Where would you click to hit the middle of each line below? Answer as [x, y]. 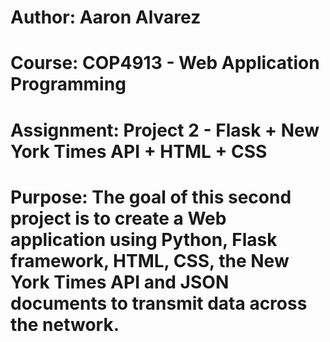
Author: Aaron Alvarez [106, 17]
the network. [65, 324]
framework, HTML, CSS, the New [150, 260]
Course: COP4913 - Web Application [165, 63]
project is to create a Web [118, 218]
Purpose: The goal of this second [151, 197]
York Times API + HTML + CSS [139, 151]
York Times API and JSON [120, 282]
